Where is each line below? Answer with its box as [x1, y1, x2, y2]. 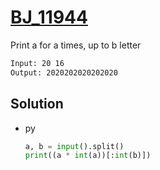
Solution [10, 96, 64, 113]
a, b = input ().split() [24, 141, 125, 151]
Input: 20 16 [10, 58, 65, 68]
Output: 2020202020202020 [10, 67, 118, 78]
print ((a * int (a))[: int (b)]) [24, 151, 152, 161]
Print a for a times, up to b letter [10, 39, 142, 51]
